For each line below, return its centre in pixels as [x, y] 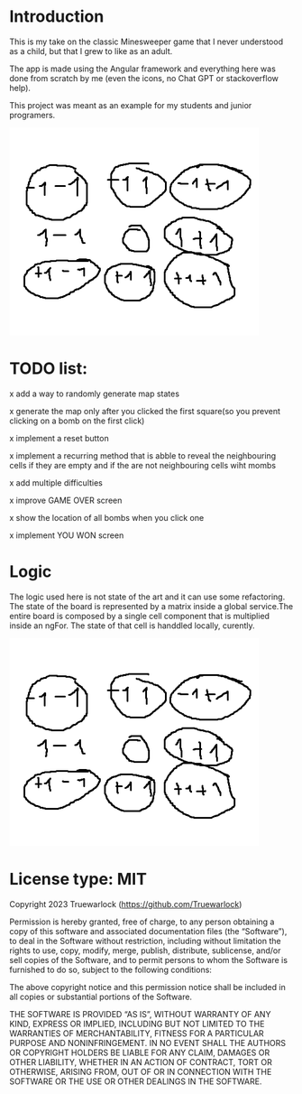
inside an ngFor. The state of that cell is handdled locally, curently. [132, 626]
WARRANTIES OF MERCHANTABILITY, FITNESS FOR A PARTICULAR [137, 1033]
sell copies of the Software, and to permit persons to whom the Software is [149, 960]
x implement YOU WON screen [67, 535]
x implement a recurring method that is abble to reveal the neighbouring [143, 455]
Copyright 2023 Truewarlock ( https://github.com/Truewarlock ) [126, 904]
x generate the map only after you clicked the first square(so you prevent [145, 411]
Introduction [57, 17]
